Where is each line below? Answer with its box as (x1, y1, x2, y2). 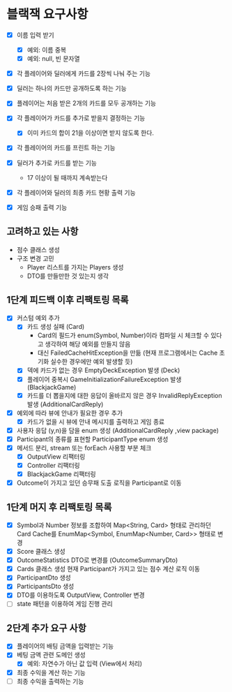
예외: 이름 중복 (26, 46, 67, 54)
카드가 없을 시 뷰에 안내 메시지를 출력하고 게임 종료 (26, 417, 165, 426)
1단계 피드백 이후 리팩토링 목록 (6, 294, 130, 306)
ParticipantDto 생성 (16, 573, 71, 582)
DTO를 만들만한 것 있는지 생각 (26, 272, 109, 280)
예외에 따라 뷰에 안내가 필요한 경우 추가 (16, 408, 123, 417)
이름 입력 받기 (16, 31, 54, 39)
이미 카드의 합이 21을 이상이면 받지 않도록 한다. (26, 128, 155, 137)
